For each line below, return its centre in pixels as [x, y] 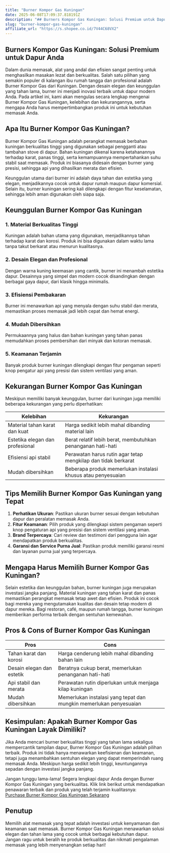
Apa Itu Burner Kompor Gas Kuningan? [68, 129]
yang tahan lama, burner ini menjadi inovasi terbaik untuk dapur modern [80, 91]
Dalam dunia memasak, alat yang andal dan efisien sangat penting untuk [81, 70]
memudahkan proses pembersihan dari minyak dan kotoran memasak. [78, 341]
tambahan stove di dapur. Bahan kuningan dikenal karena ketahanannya [80, 152]
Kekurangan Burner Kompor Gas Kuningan [74, 387]
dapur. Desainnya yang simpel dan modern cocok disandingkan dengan [80, 276]
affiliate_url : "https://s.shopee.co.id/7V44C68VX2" [62, 29]
